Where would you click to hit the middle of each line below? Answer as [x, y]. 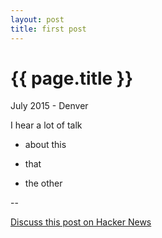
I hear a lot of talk [46, 125]
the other [43, 183]
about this [45, 145]
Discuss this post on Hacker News [81, 222]
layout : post [37, 19]
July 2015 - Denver [49, 106]
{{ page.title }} [72, 78]
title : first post [48, 29]
